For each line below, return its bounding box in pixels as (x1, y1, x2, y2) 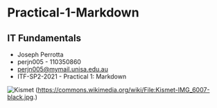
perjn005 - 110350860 (17, 58, 82, 66)
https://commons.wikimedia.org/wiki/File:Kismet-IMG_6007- (37, 86, 210, 94)
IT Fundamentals (7, 32, 82, 44)
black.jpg (7, 93, 34, 101)
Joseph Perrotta (17, 50, 64, 58)
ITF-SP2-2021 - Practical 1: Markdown (17, 72, 127, 80)
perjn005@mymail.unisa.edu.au (17, 65, 109, 73)
